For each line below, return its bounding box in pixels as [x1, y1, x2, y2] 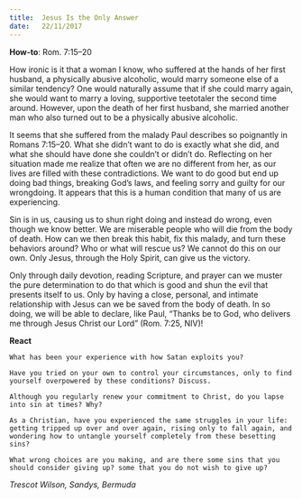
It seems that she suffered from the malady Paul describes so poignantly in [9, 129, 288, 140]
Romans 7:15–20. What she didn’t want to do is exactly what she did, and [9, 139, 279, 150]
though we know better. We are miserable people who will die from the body [9, 223, 293, 235]
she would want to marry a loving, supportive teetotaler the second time [9, 92, 278, 104]
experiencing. [9, 196, 60, 208]
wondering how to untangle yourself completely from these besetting [9, 431, 277, 440]
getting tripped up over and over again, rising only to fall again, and [9, 423, 293, 433]
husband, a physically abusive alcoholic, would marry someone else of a [9, 73, 279, 84]
